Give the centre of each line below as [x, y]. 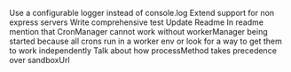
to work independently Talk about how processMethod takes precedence [143, 51]
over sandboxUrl [39, 60]
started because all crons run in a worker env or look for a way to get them [145, 41]
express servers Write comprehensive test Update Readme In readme [137, 22]
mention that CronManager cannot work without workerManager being [138, 32]
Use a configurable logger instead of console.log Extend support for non [142, 13]
